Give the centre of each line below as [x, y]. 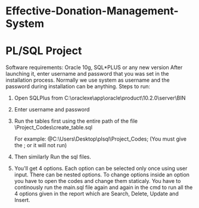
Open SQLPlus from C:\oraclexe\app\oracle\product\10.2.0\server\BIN [100, 98]
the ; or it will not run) [41, 145]
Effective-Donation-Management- [92, 11]
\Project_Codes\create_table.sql [53, 128]
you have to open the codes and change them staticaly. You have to [97, 181]
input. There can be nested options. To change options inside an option [102, 175]
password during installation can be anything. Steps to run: [78, 86]
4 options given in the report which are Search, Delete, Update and [97, 194]
